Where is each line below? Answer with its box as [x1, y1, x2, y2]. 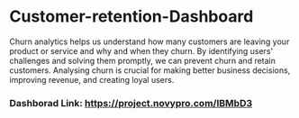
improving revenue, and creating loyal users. [9, 74, 175, 85]
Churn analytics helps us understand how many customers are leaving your [9, 36, 290, 47]
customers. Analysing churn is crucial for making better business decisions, [9, 65, 291, 76]
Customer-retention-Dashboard [9, 6, 254, 27]
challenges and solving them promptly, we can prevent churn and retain [9, 55, 276, 66]
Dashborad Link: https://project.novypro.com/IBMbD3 [9, 96, 253, 109]
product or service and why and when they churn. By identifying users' [9, 45, 274, 56]
